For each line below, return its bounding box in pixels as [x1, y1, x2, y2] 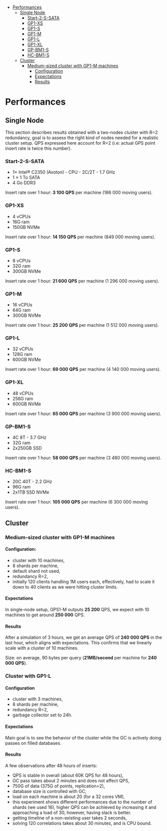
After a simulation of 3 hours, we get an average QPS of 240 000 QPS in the [5, 634, 162, 640]
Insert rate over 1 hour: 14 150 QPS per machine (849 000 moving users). [5, 234, 156, 240]
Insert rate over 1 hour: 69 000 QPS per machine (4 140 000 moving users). [5, 366, 161, 372]
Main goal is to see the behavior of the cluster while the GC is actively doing [5, 734, 162, 740]
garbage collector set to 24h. [12, 712, 72, 718]
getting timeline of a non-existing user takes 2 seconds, [12, 814, 127, 820]
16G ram [12, 219, 30, 225]
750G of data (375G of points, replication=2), [12, 783, 105, 789]
